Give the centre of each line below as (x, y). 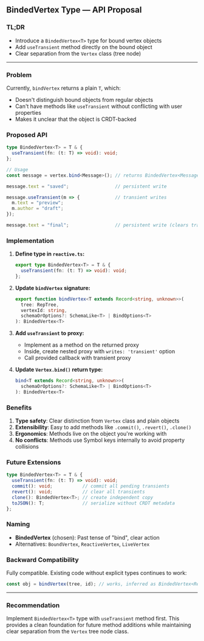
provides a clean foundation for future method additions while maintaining (99, 625)
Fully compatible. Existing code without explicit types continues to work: (97, 573)
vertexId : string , (44, 310)
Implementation (30, 240)
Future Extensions (34, 463)
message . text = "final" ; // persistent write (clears (97, 225)
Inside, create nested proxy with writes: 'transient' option (100, 351)
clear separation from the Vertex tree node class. (68, 631)
